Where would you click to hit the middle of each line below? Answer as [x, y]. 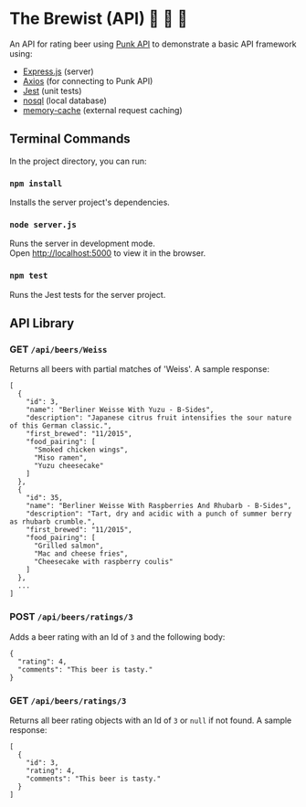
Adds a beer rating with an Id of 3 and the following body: [117, 637]
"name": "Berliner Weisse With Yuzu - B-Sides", [120, 410]
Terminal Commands [70, 139]
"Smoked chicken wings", [81, 450]
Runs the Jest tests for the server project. [88, 294]
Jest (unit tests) [52, 90]
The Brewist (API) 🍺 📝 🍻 [99, 19]
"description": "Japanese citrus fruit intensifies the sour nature [159, 418]
